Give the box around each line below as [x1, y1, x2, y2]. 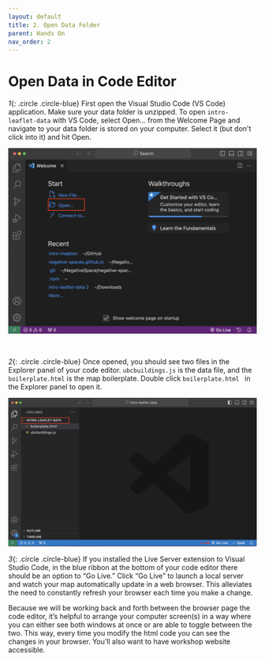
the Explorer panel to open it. [8, 382, 103, 392]
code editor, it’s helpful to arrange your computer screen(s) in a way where [8, 611, 252, 621]
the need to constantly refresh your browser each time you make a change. [8, 588, 253, 597]
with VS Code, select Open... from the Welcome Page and [52, 115, 241, 126]
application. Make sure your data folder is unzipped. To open [8, 107, 206, 117]
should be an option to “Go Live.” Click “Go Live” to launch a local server [8, 571, 244, 580]
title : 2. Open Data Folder [8, 21, 101, 29]
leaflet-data [8, 117, 51, 126]
